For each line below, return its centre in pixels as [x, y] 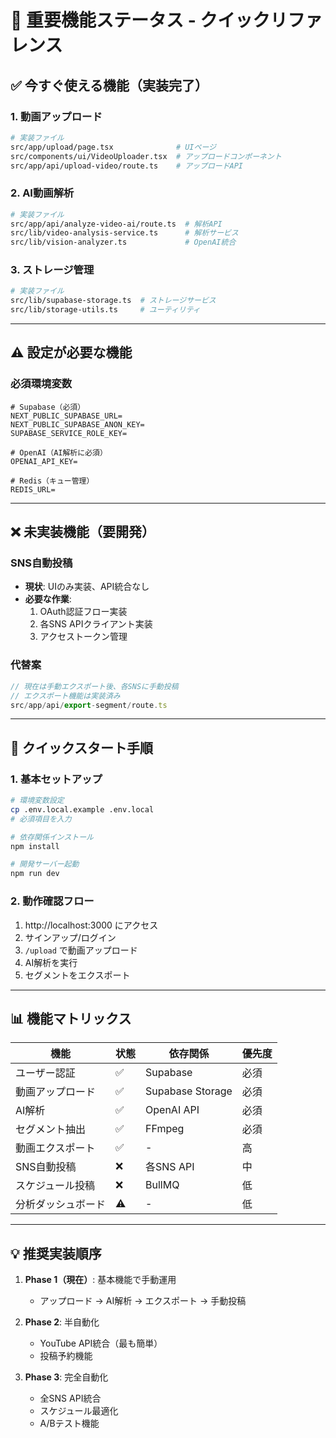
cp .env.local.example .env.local [82, 809]
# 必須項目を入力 [41, 819]
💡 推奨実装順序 [56, 1253]
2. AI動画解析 [42, 193]
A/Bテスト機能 [69, 1423]
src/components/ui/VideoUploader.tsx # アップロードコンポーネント [146, 156]
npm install [35, 846]
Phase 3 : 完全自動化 [66, 1377]
